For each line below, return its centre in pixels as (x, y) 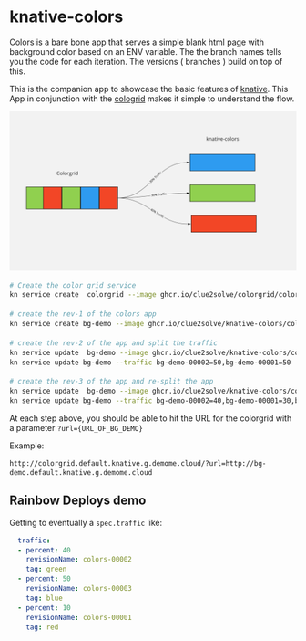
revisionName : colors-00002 (79, 560)
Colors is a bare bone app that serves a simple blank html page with (137, 42)
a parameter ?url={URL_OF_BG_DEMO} (76, 427)
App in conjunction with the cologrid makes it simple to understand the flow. (152, 99)
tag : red (42, 627)
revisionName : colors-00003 (79, 589)
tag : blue (45, 598)
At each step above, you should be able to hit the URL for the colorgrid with (151, 418)
